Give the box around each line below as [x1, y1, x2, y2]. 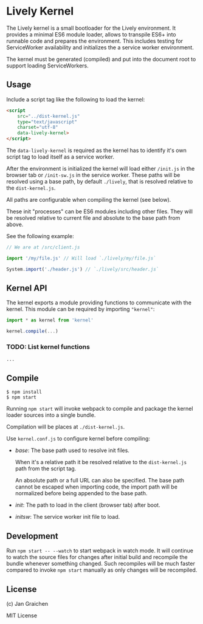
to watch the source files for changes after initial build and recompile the [6, 554, 188, 561]
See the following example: [6, 233, 74, 239]
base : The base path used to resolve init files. [15, 447, 129, 454]
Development [6, 530, 59, 541]
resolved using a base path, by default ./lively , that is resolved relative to [6, 178, 193, 185]
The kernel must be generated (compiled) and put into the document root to [6, 55, 196, 63]
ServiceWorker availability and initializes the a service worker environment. [6, 44, 194, 51]
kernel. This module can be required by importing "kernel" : [6, 306, 155, 313]
